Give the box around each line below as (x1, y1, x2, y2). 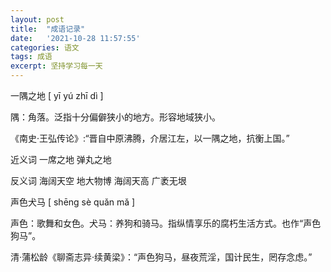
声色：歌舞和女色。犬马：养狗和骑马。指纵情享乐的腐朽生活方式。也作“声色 (10, 217, 322, 229)
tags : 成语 (10, 52, 53, 62)
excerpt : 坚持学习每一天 (10, 61, 103, 71)
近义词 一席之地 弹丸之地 (10, 154, 112, 165)
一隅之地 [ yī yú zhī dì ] (10, 90, 104, 101)
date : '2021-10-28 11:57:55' (10, 33, 141, 43)
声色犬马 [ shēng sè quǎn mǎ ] (10, 196, 136, 208)
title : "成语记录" (10, 24, 86, 34)
